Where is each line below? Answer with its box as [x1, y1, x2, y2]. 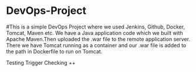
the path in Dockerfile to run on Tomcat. [6, 48, 103, 55]
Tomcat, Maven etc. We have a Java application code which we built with [6, 29, 183, 36]
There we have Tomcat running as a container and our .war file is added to [6, 42, 187, 49]
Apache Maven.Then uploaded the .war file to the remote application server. [6, 35, 191, 42]
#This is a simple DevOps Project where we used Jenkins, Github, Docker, [6, 23, 185, 30]
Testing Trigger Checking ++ [6, 59, 76, 66]
